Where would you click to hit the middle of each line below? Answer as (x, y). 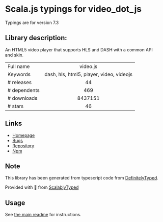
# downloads (23, 98)
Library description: (36, 38)
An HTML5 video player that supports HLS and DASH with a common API (79, 49)
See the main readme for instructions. (43, 215)
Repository (23, 146)
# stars (15, 106)
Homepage (24, 135)
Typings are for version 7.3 (32, 22)
